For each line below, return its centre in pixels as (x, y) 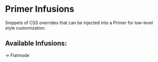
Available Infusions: (36, 44)
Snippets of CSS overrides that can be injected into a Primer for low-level (79, 23)
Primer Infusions (40, 9)
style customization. (26, 28)
